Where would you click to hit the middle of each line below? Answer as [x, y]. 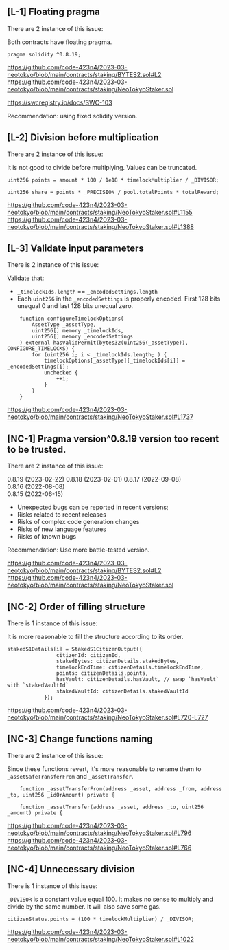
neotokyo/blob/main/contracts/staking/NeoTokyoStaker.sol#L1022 [100, 939]
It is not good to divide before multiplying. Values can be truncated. [102, 167]
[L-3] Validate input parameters [75, 249]
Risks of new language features [62, 529]
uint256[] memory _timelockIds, [78, 331]
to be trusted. [37, 450]
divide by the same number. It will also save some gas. [84, 906]
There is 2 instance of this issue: [53, 265]
